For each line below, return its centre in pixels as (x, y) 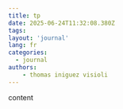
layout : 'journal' (38, 38)
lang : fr (23, 45)
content (21, 97)
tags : (17, 30)
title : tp (25, 16)
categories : (28, 53)
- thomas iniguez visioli (65, 75)
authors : (23, 68)
